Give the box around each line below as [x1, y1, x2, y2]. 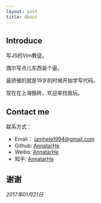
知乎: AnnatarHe [14, 155, 54, 163]
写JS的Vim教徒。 [6, 52, 48, 59]
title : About [6, 14, 38, 20]
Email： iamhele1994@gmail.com [14, 136, 95, 143]
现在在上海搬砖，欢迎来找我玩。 [6, 89, 83, 97]
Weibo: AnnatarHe [14, 148, 60, 155]
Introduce [6, 36, 43, 46]
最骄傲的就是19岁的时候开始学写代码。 [6, 77, 99, 84]
